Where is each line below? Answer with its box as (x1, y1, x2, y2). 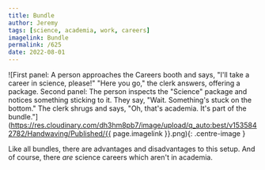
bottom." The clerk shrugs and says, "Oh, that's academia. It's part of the (8, 104, 247, 113)
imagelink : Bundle (8, 33, 69, 42)
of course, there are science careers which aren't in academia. (8, 153, 214, 162)
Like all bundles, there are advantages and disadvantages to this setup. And (8, 144, 256, 153)
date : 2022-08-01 (8, 48, 66, 56)
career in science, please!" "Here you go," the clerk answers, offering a (8, 78, 240, 88)
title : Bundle (8, 11, 55, 20)
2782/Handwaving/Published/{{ (8, 129, 112, 138)
